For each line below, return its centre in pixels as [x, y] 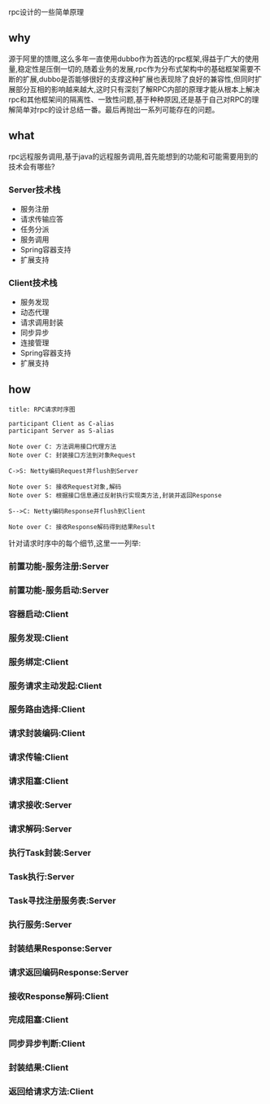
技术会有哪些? [32, 166]
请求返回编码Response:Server [68, 972]
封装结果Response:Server [60, 948]
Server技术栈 [35, 190]
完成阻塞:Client [39, 1020]
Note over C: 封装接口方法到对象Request [72, 456]
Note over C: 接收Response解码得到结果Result [82, 528]
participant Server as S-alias [61, 431]
